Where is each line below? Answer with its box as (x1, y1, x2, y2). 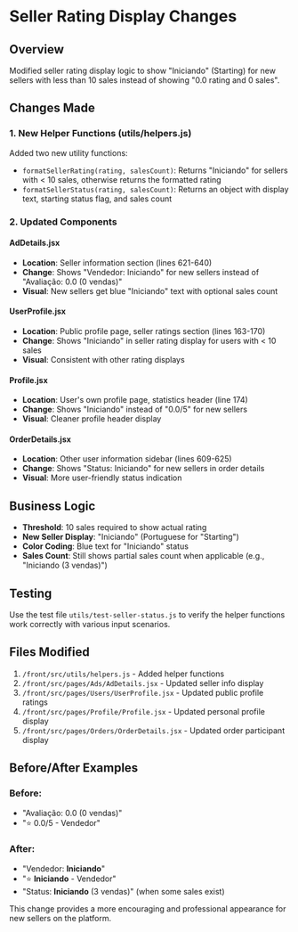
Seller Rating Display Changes (9, 6, 238, 27)
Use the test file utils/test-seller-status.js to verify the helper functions (9, 609, 286, 620)
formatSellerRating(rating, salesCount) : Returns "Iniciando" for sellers (21, 165, 288, 176)
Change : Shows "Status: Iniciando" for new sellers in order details (21, 463, 265, 474)
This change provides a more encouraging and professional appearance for (9, 903, 286, 914)
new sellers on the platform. (9, 912, 112, 923)
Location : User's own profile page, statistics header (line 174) (21, 395, 249, 405)
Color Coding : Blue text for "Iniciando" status (21, 541, 189, 552)
